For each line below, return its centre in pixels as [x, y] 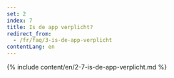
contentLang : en [31, 47]
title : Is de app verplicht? [50, 27]
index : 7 [20, 21]
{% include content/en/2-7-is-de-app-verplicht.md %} [87, 67]
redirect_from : [29, 34]
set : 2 [16, 14]
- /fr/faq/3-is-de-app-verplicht [63, 40]
